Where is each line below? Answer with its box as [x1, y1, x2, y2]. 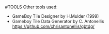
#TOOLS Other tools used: [5, 4, 58, 10]
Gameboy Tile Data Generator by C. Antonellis [12, 19, 104, 24]
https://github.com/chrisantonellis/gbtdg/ [12, 23, 95, 29]
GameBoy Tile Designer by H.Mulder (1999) [12, 13, 99, 19]
